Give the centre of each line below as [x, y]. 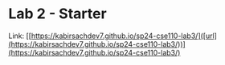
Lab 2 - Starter [57, 14]
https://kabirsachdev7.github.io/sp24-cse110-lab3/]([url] [124, 36]
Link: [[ [20, 36]
